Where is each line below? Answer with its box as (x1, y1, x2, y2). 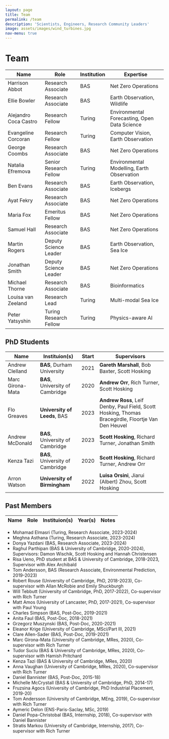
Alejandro (8, 112, 31, 119)
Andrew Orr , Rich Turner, (99, 379, 160, 386)
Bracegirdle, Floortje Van (99, 415, 158, 422)
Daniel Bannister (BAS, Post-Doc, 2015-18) (12, 674, 101, 680)
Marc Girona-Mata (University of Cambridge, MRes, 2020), (12, 636, 135, 643)
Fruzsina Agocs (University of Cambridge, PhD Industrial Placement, (12, 685, 154, 691)
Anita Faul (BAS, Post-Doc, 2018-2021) (12, 615, 93, 621)
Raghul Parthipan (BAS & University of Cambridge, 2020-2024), (12, 545, 145, 551)
